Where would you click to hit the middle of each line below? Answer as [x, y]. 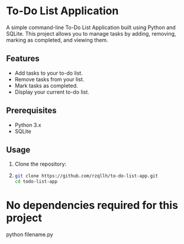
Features [23, 58]
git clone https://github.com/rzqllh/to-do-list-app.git [86, 176]
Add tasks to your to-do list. [49, 73]
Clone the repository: [41, 164]
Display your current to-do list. [52, 92]
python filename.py [30, 235]
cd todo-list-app [36, 182]
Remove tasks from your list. [49, 79]
